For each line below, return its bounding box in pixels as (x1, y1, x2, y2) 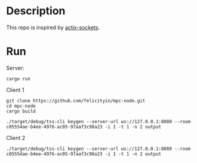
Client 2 (6, 134, 26, 141)
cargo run (6, 76, 31, 81)
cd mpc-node (6, 103, 36, 109)
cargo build (6, 108, 36, 114)
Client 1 (6, 86, 24, 93)
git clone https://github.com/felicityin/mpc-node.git (6, 98, 146, 104)
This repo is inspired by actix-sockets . (6, 24, 100, 31)
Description (6, 4, 66, 18)
